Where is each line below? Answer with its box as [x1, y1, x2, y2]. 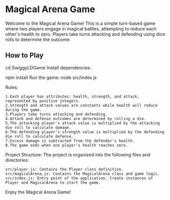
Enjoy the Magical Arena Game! [5, 189, 71, 195]
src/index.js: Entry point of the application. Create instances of [5, 176, 153, 181]
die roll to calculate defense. [5, 134, 74, 139]
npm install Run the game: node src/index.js [5, 74, 97, 81]
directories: [5, 157, 29, 163]
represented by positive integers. [5, 98, 81, 103]
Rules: [5, 84, 19, 90]
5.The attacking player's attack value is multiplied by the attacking [5, 121, 160, 126]
